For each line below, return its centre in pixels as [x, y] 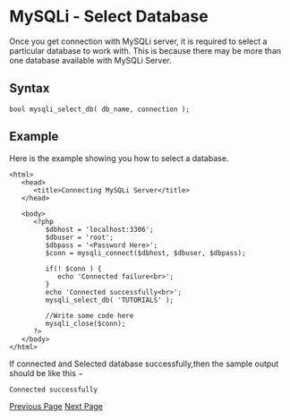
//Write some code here [90, 315]
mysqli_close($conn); [85, 323]
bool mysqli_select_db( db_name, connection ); [100, 109]
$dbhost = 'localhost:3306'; [99, 229]
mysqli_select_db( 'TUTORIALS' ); [110, 300]
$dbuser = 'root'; [80, 237]
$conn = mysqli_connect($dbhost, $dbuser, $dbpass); [145, 253]
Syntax [30, 88]
